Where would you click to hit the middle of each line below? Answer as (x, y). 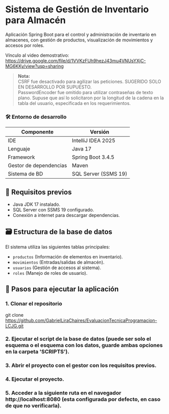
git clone (15, 315)
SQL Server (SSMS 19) (100, 174)
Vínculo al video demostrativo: (37, 55)
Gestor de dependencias (38, 166)
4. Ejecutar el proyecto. (35, 379)
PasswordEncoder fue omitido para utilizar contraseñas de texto (85, 92)
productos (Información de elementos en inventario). (68, 256)
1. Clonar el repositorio (34, 304)
